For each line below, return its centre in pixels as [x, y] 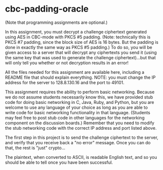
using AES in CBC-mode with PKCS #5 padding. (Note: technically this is [78, 37]
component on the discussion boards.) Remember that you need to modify [80, 123]
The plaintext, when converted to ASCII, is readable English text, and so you [81, 157]
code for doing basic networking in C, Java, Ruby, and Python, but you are [80, 102]
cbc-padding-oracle [47, 9]
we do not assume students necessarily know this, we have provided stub [79, 97]
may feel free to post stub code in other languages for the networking [75, 118]
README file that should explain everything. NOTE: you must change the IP [80, 77]
